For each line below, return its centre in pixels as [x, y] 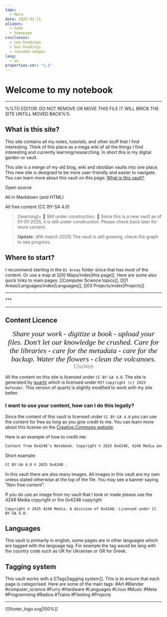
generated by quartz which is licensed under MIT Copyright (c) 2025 [76, 382]
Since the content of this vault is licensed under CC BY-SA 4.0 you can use [81, 416]
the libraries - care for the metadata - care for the [83, 350]
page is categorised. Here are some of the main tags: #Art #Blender [75, 584]
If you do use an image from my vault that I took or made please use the [79, 494]
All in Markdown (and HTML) [35, 197]
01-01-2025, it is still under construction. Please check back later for [87, 221]
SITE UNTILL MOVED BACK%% [38, 114]
